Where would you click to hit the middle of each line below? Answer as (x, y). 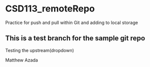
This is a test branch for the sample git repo (75, 38)
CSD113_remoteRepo (50, 9)
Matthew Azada (22, 60)
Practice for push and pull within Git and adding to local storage (72, 22)
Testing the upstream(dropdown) (40, 50)
